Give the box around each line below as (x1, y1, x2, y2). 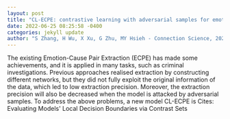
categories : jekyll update (7, 29, 84, 36)
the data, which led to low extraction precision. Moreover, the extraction (7, 83, 210, 91)
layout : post (7, 10, 44, 17)
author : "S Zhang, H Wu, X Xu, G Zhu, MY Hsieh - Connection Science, (7, 35, 213, 42)
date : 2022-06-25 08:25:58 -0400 (7, 22, 103, 29)
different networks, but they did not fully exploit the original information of (7, 75, 216, 84)
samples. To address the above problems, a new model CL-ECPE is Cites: (7, 97, 214, 105)
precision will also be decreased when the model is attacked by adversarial (7, 90, 219, 99)
